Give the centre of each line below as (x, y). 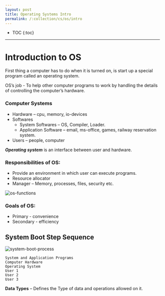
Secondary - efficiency (35, 222)
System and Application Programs (39, 258)
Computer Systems (29, 104)
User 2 (12, 275)
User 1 (12, 271)
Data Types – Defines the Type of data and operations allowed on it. (74, 289)
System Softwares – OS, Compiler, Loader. (62, 124)
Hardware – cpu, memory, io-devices (50, 114)
